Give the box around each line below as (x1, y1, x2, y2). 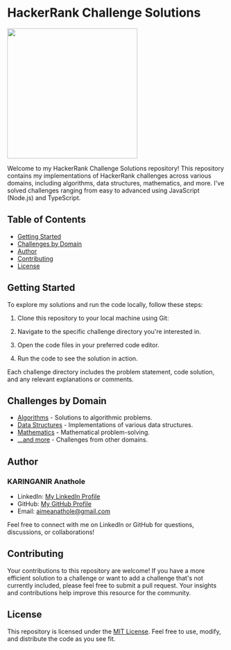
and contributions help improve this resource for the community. (7, 588, 191, 597)
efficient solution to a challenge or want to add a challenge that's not (7, 574, 203, 582)
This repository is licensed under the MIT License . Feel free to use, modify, (7, 627, 221, 635)
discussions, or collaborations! (7, 528, 95, 536)
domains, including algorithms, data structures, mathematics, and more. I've (7, 178, 225, 187)
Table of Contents (7, 214, 87, 226)
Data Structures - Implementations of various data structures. (17, 421, 194, 429)
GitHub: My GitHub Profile (17, 500, 92, 508)
